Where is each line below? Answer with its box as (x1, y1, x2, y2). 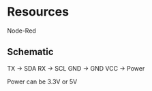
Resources (7, 4, 70, 20)
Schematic (7, 46, 54, 58)
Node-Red (7, 26, 36, 35)
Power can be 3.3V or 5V (7, 77, 78, 86)
